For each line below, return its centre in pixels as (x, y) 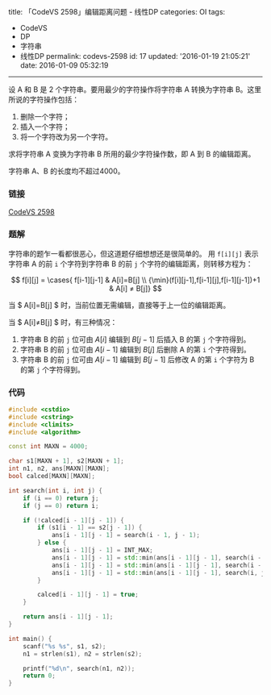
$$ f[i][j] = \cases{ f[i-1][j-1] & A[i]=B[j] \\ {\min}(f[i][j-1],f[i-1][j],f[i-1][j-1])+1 (135, 280)
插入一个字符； (45, 127)
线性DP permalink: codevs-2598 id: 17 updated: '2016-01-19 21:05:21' (135, 56)
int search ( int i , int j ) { (56, 490)
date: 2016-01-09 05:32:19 (64, 65)
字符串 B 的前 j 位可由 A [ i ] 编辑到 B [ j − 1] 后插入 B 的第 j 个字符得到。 (135, 339)
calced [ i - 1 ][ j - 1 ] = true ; (88, 595)
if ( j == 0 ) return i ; (61, 506)
